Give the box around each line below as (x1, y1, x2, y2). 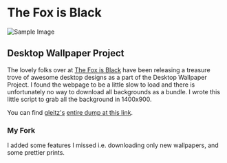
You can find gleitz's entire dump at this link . (7, 108, 133, 116)
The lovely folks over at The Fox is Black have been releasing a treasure (7, 65, 211, 74)
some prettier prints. (7, 149, 65, 157)
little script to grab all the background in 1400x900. (7, 95, 152, 103)
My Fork (7, 125, 36, 135)
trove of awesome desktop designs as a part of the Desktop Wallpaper (7, 73, 208, 81)
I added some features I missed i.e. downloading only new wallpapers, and (7, 141, 219, 149)
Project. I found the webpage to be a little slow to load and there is (7, 80, 195, 89)
